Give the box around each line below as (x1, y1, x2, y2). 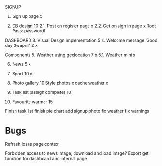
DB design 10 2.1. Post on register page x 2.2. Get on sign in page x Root (12, 23, 156, 29)
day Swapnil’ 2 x (5, 43, 38, 48)
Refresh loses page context (5, 141, 60, 147)
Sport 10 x (12, 71, 32, 76)
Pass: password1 (12, 28, 46, 33)
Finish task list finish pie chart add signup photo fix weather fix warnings (5, 108, 150, 114)
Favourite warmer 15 (12, 99, 53, 105)
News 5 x (12, 61, 31, 67)
